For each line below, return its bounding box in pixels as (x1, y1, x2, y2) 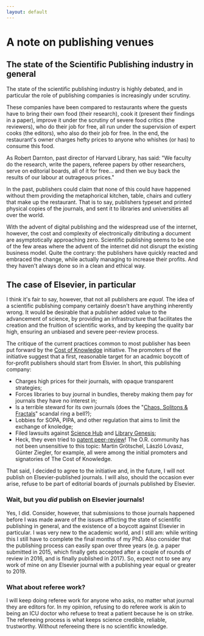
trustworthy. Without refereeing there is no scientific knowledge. (6, 623, 168, 630)
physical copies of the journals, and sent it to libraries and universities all (6, 205, 189, 212)
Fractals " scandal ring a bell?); (15, 410, 92, 418)
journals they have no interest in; (15, 397, 97, 404)
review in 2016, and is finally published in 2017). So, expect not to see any (6, 554, 191, 562)
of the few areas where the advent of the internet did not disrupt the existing (6, 242, 198, 250)
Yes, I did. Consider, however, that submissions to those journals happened (6, 509, 195, 516)
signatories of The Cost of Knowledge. (15, 456, 113, 463)
